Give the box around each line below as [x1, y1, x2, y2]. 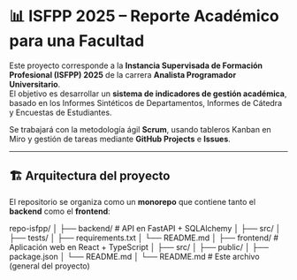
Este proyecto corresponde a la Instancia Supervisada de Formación [9, 60, 263, 71]
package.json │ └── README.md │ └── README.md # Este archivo [9, 251, 260, 261]
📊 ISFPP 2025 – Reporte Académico [9, 6, 280, 26]
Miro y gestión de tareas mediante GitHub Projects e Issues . [9, 133, 232, 144]
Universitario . [9, 79, 61, 89]
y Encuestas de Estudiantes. [9, 107, 112, 117]
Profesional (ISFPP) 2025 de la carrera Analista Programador [9, 69, 237, 79]
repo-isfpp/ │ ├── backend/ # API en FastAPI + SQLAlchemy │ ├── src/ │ [9, 223, 281, 233]
